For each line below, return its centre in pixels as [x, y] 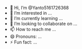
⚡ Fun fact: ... [23, 42]
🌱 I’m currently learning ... [36, 18]
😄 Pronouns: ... [26, 36]
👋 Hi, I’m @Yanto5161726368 [39, 8]
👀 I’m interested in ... [31, 13]
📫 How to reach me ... [33, 29]
